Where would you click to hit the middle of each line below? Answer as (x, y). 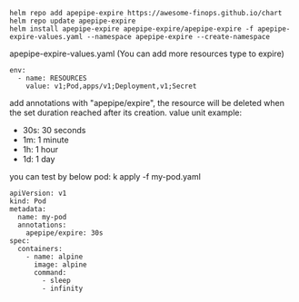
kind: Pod (28, 201)
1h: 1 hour (40, 149)
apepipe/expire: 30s (65, 233)
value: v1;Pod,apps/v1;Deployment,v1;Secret (111, 86)
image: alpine (60, 265)
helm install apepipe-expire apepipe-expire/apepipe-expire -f (132, 29)
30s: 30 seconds (54, 130)
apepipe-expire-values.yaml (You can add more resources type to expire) (147, 54)
